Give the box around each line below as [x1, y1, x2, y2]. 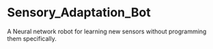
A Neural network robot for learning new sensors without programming [7, 27, 207, 35]
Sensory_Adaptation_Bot [7, 5, 152, 20]
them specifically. [7, 34, 57, 42]
